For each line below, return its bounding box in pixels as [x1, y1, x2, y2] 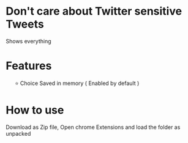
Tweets [6, 17, 44, 31]
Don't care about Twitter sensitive [6, 4, 182, 18]
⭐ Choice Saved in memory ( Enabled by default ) [14, 79, 140, 87]
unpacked [6, 130, 31, 137]
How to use [6, 103, 64, 117]
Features [6, 59, 52, 73]
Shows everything [6, 37, 51, 45]
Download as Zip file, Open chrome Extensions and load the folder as [6, 123, 181, 131]
